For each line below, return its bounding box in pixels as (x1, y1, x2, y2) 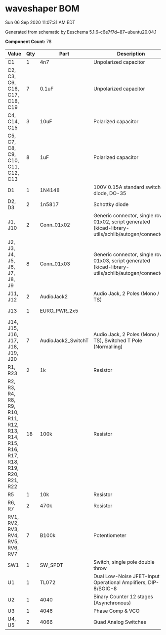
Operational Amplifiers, (93, 579, 147, 586)
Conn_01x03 (40, 260, 71, 267)
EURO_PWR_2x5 (40, 307, 79, 314)
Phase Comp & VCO (93, 607, 140, 614)
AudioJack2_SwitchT (40, 337, 89, 344)
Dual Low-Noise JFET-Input (93, 573, 160, 580)
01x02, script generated (93, 218, 150, 225)
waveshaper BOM (5, 3, 80, 14)
